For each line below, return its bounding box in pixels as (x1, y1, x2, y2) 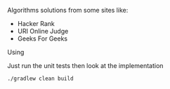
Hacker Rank (17, 20, 55, 27)
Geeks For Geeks (17, 34, 68, 43)
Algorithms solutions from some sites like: (7, 6, 129, 14)
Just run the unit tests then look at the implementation (7, 62, 164, 69)
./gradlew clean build (7, 75, 74, 82)
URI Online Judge (17, 27, 69, 35)
